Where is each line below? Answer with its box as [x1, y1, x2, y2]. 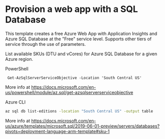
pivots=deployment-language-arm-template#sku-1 [5, 128, 110, 134]
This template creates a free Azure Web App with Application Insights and [5, 30, 157, 36]
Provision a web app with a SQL [5, 3, 138, 15]
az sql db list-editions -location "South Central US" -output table [5, 109, 153, 114]
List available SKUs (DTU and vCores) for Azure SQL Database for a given [5, 51, 157, 57]
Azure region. [5, 56, 33, 62]
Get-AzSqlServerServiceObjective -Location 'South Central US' [7, 75, 142, 80]
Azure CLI [5, 99, 26, 105]
